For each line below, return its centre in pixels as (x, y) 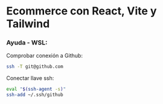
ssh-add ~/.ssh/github (35, 95)
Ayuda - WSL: (27, 43)
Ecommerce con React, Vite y (81, 11)
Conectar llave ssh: (30, 78)
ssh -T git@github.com (35, 67)
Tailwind (28, 24)
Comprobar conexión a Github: (45, 56)
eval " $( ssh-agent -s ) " (36, 89)
